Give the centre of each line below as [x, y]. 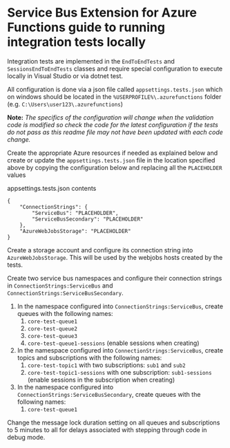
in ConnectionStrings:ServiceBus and [60, 286]
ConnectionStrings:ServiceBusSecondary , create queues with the [109, 394]
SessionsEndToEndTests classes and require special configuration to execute [115, 68]
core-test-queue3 [52, 336]
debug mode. [26, 437]
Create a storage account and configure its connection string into [100, 250]
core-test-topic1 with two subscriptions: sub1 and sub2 [106, 365]
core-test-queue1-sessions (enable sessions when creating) [113, 343]
